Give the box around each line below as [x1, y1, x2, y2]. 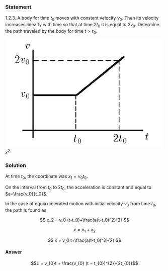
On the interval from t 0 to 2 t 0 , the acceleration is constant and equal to [5, 185, 152, 192]
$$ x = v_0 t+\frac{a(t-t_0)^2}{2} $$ [47, 237, 122, 243]
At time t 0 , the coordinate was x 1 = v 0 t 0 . [5, 173, 88, 180]
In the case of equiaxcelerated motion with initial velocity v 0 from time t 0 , [5, 200, 157, 208]
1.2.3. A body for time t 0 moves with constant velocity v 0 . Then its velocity [5, 15, 159, 22]
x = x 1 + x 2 [73, 226, 96, 234]
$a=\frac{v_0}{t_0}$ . [5, 191, 48, 197]
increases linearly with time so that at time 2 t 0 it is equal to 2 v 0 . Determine [5, 22, 159, 29]
